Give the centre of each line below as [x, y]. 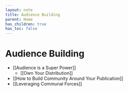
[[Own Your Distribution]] [46, 73]
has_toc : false [21, 29]
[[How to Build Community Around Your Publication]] [68, 78]
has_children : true [26, 24]
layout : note [19, 10]
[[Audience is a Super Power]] [44, 68]
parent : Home [19, 19]
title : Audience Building [33, 15]
